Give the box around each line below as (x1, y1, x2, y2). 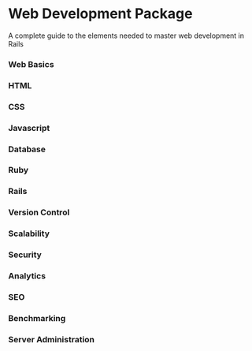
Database (8, 144, 46, 155)
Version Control (8, 207, 70, 218)
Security (8, 249, 42, 260)
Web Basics (8, 58, 54, 69)
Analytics (8, 271, 46, 282)
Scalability (8, 228, 50, 239)
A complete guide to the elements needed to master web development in (8, 31, 245, 40)
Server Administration (8, 334, 95, 345)
